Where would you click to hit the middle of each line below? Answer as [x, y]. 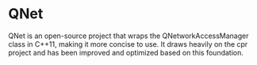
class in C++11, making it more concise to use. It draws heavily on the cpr [128, 44]
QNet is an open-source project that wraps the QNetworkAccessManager [128, 36]
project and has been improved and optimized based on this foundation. [126, 52]
